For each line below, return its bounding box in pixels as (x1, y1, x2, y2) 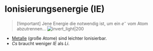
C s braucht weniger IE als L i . (11, 40, 70, 46)
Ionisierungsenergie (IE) (4, 3, 105, 15)
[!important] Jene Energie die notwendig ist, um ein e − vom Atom (16, 20, 148, 26)
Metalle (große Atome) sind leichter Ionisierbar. (11, 35, 107, 41)
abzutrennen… (16, 25, 46, 31)
